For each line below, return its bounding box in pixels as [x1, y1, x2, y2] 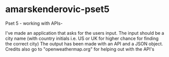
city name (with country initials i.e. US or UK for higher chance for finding [5, 35, 159, 41]
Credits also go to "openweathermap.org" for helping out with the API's [5, 46, 155, 52]
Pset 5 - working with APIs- [5, 20, 63, 26]
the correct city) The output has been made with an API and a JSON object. [5, 40, 163, 46]
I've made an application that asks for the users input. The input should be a [5, 30, 164, 36]
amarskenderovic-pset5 [5, 4, 110, 15]
